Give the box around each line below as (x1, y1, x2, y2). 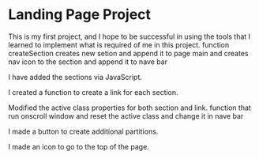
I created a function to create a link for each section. (8, 87, 179, 97)
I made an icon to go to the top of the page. (8, 142, 150, 151)
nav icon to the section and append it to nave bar (8, 57, 168, 66)
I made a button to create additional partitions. (8, 127, 159, 136)
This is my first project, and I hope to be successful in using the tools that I (8, 32, 251, 41)
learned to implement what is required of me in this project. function (8, 40, 230, 49)
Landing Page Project (8, 6, 152, 24)
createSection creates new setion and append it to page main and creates (8, 48, 249, 58)
